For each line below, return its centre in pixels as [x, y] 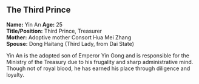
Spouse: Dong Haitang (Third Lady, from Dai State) [70, 44]
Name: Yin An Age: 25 [34, 24]
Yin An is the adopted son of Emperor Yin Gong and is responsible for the [98, 55]
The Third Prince [39, 10]
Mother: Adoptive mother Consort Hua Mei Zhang [69, 37]
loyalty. [15, 74]
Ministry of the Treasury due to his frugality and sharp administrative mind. [100, 62]
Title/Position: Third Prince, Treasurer [54, 31]
